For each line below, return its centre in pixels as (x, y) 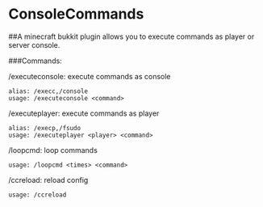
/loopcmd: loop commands (53, 150)
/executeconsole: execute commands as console (90, 76)
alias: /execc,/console (48, 91)
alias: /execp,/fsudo (45, 128)
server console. (34, 44)
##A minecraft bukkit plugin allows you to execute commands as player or (131, 36)
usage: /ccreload (38, 195)
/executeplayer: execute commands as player (84, 113)
